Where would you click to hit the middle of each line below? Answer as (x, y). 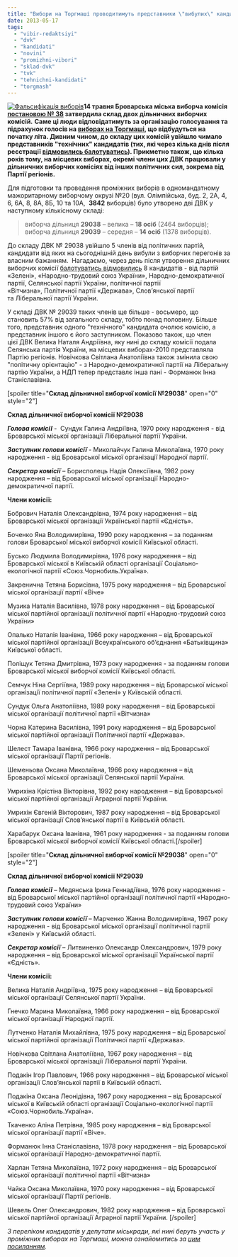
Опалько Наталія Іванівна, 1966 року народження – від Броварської (110, 635)
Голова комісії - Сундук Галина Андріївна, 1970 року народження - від (116, 429)
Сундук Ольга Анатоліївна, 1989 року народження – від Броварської (111, 706)
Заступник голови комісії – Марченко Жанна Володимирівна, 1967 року (118, 919)
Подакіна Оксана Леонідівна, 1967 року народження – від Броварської (114, 1096)
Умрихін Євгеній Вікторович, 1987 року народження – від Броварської (114, 813)
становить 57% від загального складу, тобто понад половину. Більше (112, 320)
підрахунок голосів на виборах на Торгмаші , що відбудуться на (107, 129)
